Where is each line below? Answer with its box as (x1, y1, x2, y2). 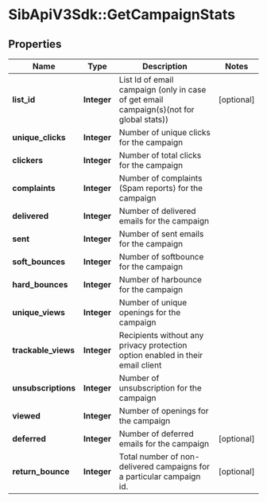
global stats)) (118, 114, 169, 125)
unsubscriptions (12, 383, 76, 393)
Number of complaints (118, 173, 203, 184)
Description (141, 61, 188, 72)
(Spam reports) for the (118, 183, 203, 193)
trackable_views (12, 344, 75, 356)
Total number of (118, 451, 179, 462)
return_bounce (12, 466, 70, 477)
